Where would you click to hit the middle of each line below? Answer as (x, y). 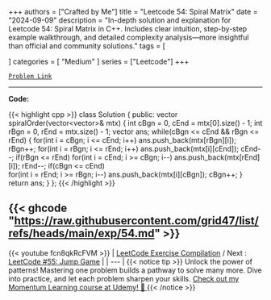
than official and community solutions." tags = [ (87, 46)
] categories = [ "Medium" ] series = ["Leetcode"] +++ (99, 61)
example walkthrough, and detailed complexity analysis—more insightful (129, 37)
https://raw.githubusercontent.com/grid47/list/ (137, 221)
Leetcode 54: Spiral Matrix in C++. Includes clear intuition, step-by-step (128, 29)
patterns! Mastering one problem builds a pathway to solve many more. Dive (135, 270)
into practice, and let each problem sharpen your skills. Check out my (124, 278)
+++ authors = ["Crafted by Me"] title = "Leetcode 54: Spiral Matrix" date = (133, 12)
